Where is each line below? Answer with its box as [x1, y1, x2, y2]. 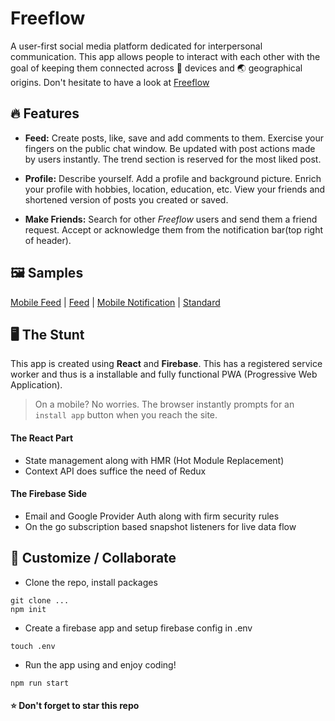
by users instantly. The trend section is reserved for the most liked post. [24, 153, 322, 165]
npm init [10, 604, 47, 614]
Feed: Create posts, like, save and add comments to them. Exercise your [24, 132, 324, 144]
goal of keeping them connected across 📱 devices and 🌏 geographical [10, 62, 303, 74]
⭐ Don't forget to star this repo [10, 700, 140, 712]
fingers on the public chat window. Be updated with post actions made [24, 142, 316, 154]
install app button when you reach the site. [34, 409, 218, 421]
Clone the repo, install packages [24, 576, 158, 588]
